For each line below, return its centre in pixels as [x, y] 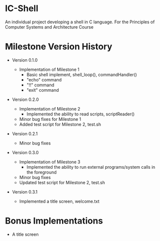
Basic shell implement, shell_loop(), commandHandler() [82, 74]
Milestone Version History [59, 47]
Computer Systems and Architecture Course [49, 27]
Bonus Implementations [54, 221]
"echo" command [44, 80]
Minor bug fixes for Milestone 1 [50, 119]
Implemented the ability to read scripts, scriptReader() [80, 114]
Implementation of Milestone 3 [50, 162]
